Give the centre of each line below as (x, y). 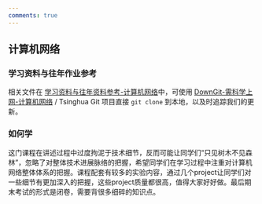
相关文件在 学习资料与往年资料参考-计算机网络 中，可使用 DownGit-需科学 (127, 92)
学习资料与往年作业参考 (52, 73)
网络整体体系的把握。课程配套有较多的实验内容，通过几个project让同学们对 (130, 172)
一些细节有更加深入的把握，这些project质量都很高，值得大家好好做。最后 (127, 182)
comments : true (33, 15)
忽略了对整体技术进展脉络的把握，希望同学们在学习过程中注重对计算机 (139, 162)
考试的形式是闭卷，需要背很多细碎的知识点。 (87, 191)
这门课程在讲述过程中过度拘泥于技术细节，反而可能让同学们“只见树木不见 (127, 152)
